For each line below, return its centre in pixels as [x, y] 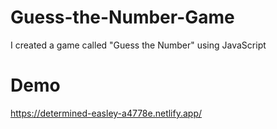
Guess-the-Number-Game [122, 17]
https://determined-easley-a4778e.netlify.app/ [106, 113]
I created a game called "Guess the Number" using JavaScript [138, 45]
